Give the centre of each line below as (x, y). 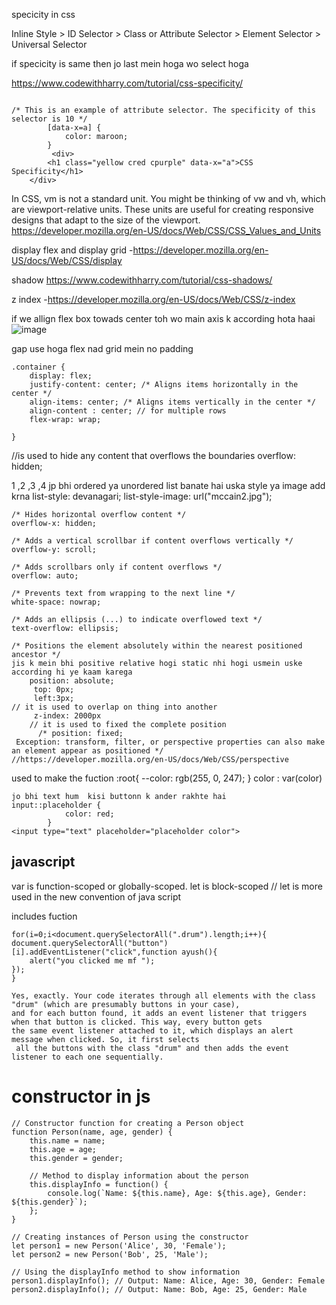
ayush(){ (199, 952)
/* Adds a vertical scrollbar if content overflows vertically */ (152, 541)
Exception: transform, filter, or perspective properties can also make (170, 742)
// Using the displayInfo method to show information (126, 1272)
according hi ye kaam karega (72, 672)
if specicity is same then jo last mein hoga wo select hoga (130, 63)
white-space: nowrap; (56, 602)
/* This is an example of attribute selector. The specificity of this (163, 110)
